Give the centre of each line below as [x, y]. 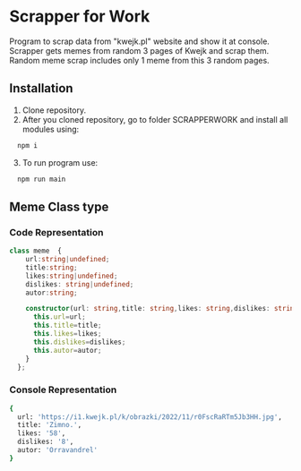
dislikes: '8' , [46, 442]
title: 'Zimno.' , [50, 425]
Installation [41, 88]
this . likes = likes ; [67, 334]
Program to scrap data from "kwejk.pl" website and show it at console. [140, 41]
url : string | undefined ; [68, 260]
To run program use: [60, 162]
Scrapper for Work [80, 17]
